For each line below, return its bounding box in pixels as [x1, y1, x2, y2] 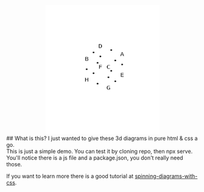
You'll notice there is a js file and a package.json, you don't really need [6, 154, 184, 161]
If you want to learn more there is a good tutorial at [6, 172, 134, 180]
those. [6, 161, 23, 168]
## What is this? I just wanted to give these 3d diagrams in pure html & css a [6, 135, 198, 142]
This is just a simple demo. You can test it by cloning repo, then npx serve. [6, 148, 193, 155]
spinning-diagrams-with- [135, 172, 198, 180]
